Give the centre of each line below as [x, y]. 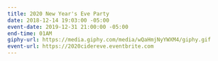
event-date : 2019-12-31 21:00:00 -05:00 [68, 27]
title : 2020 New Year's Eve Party [59, 14]
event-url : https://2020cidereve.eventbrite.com [81, 46]
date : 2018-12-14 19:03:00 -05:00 [59, 20]
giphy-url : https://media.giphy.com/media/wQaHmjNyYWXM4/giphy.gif [109, 40]
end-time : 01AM [30, 33]
